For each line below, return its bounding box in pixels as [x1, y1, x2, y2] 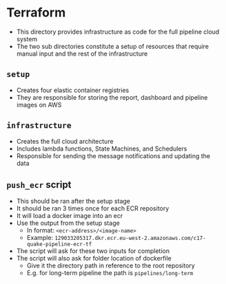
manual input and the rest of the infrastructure [16, 50, 148, 58]
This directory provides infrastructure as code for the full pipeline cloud [16, 28, 220, 36]
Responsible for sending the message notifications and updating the [16, 151, 211, 160]
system [16, 34, 38, 43]
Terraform [6, 5, 66, 21]
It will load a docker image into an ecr [16, 212, 123, 220]
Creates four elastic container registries [16, 86, 130, 94]
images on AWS [16, 100, 62, 109]
